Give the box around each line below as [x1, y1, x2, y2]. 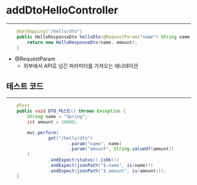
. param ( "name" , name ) [69, 140, 122, 147]
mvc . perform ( [27, 130, 59, 136]
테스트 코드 [6, 81, 44, 91]
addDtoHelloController [6, 4, 118, 17]
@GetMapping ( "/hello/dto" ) [16, 28, 83, 34]
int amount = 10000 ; [27, 119, 77, 125]
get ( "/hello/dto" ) [47, 135, 93, 141]
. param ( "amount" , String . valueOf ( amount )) [69, 146, 175, 152]
